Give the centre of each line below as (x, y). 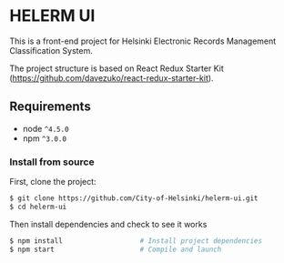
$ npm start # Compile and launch (116, 249)
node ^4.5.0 (46, 128)
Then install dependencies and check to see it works (108, 224)
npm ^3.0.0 (44, 138)
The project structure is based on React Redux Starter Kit (117, 68)
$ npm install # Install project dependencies (136, 241)
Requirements (50, 107)
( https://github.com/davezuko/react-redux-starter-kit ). (112, 77)
